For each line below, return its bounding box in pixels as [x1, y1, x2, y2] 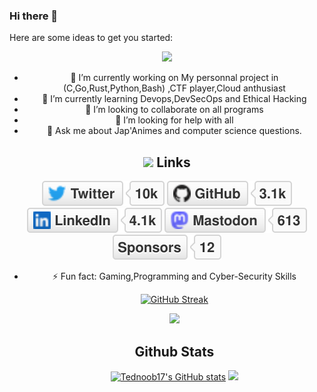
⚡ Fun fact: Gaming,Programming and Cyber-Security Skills [52, 270, 297, 283]
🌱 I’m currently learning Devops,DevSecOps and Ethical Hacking [42, 93, 307, 105]
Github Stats [134, 343, 215, 360]
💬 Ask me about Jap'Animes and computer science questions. [46, 125, 302, 137]
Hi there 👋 [9, 9, 59, 23]
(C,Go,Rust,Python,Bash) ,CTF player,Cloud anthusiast [62, 82, 286, 94]
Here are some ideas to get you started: [9, 32, 174, 44]
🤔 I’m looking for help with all [115, 114, 234, 126]
